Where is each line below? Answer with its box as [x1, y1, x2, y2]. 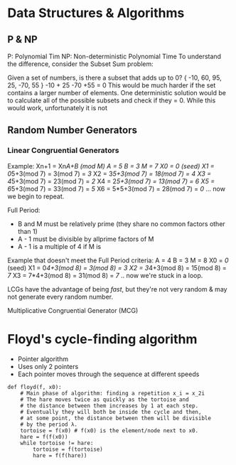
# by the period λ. [20, 421, 78, 428]
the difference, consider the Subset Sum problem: [7, 60, 154, 68]
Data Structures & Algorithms [7, 5, 185, 21]
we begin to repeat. [7, 192, 65, 201]
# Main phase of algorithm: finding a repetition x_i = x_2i [20, 390, 205, 397]
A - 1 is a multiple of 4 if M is [17, 242, 102, 250]
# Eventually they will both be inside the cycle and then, [20, 408, 202, 415]
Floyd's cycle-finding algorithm [7, 331, 198, 347]
